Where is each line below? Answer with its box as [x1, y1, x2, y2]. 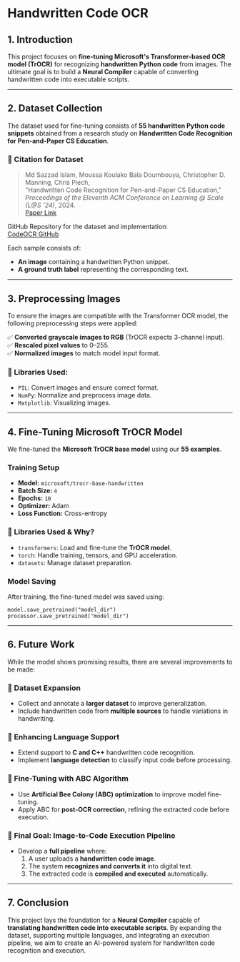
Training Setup [7, 462, 60, 472]
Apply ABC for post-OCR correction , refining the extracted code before [17, 805, 230, 814]
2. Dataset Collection [7, 102, 103, 115]
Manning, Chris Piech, [24, 178, 91, 187]
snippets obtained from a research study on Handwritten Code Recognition [7, 128, 234, 137]
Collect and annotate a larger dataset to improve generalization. [17, 699, 207, 708]
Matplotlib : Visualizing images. [17, 398, 111, 407]
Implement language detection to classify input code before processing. [17, 756, 232, 764]
